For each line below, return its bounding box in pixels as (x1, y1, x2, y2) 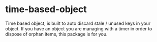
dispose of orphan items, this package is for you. (5, 31, 108, 37)
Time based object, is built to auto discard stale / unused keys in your (5, 20, 151, 26)
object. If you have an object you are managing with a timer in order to (5, 25, 152, 31)
